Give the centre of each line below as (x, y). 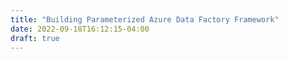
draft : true (35, 38)
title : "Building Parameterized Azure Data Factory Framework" (145, 19)
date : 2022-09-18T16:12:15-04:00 (80, 29)
